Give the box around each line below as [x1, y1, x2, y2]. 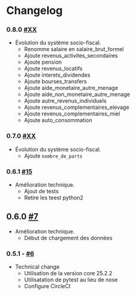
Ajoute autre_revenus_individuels [24, 97, 107, 105]
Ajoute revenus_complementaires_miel [24, 110, 120, 117]
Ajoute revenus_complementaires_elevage [24, 104, 130, 111]
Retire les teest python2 [24, 194, 83, 201]
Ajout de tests [24, 188, 59, 195]
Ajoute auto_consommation [24, 117, 92, 124]
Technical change [15, 263, 60, 270]
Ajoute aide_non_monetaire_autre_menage [24, 91, 131, 98]
